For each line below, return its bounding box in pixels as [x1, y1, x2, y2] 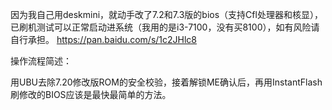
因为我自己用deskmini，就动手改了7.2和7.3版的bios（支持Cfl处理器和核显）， [10, 9, 323, 20]
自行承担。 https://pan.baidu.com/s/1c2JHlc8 [10, 34, 197, 45]
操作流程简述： [10, 55, 72, 67]
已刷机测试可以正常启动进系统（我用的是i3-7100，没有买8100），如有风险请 [10, 21, 320, 33]
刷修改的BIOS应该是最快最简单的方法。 [10, 89, 172, 100]
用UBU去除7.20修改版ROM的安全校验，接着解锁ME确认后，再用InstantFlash [10, 76, 323, 88]
